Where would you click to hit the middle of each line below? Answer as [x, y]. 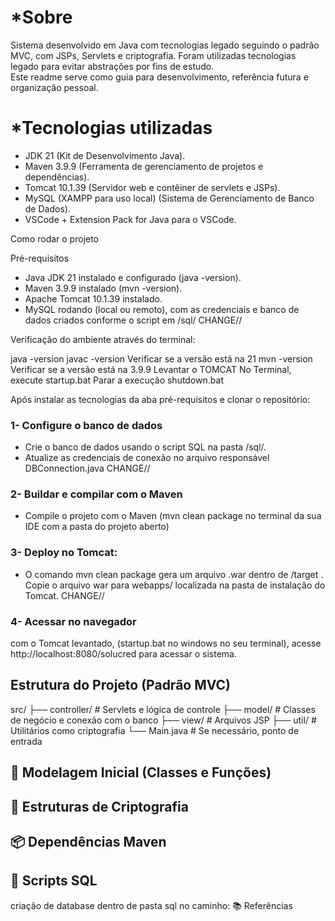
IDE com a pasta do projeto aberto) [97, 527]
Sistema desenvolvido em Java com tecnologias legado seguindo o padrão [165, 45]
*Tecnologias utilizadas [111, 128]
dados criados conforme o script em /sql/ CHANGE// [133, 320]
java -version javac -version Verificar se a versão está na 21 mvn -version [161, 358]
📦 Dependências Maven [88, 842]
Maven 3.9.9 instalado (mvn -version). [103, 288]
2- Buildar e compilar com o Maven [96, 494]
